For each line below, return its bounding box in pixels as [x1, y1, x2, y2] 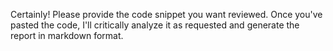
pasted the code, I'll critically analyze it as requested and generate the [10, 19, 300, 31]
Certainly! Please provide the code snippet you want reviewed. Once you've [10, 9, 323, 20]
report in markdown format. [10, 30, 124, 41]
